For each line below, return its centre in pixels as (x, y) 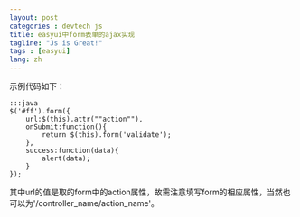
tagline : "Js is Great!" (56, 43)
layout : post (34, 18)
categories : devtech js (56, 26)
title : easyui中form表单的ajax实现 (72, 34)
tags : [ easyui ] (40, 51)
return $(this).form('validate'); (107, 135)
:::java (24, 104)
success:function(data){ (72, 150)
